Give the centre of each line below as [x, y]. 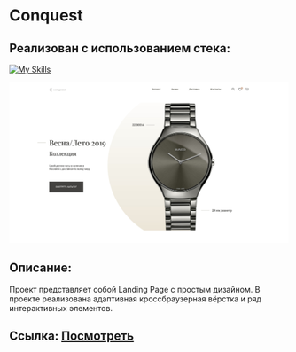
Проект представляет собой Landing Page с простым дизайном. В [135, 289]
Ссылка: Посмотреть [72, 336]
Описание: [41, 268]
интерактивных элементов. [61, 308]
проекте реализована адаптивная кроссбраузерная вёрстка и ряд [135, 299]
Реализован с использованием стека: [120, 48]
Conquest [47, 16]
